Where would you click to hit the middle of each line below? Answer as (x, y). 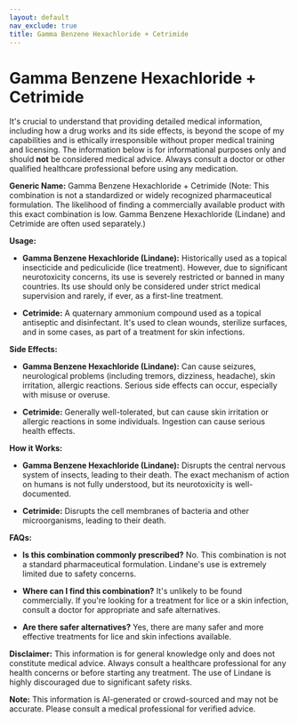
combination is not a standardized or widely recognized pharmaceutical (141, 196)
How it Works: (36, 448)
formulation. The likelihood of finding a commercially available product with (147, 205)
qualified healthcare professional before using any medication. (124, 169)
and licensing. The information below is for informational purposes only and (148, 150)
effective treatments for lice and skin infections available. (127, 637)
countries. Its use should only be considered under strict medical (141, 286)
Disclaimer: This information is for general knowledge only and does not (142, 654)
